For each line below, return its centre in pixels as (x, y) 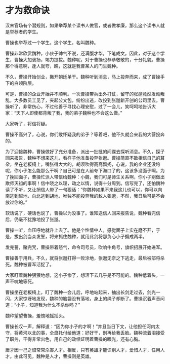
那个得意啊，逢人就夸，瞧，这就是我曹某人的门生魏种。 (63, 66)
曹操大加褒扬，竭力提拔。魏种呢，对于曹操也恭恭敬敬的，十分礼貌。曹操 (89, 59)
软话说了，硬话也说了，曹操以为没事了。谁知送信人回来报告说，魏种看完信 (83, 213)
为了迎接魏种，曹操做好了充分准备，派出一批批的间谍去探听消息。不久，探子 (85, 151)
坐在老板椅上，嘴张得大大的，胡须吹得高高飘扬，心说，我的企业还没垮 (87, 164)
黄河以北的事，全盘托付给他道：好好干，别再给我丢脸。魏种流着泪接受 (92, 333)
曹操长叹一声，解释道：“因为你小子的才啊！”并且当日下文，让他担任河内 (80, 326)
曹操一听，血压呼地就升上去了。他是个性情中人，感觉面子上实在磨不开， (80, 230)
